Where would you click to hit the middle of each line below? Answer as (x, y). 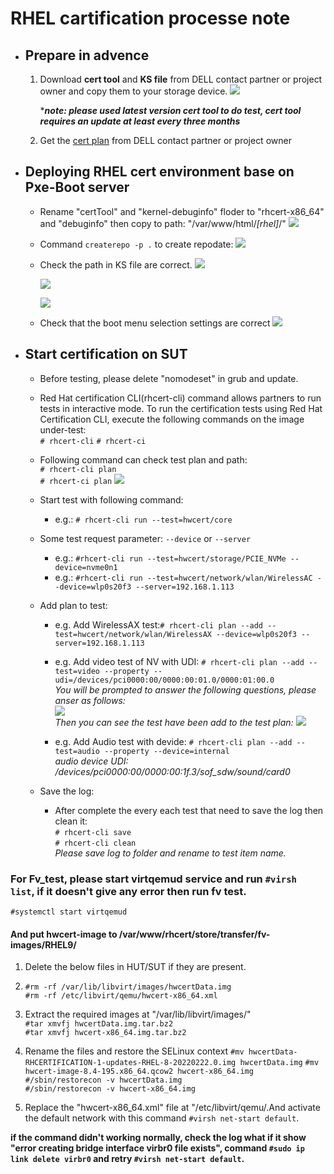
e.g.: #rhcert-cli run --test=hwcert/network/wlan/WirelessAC (183, 577)
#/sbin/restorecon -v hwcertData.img (103, 1080)
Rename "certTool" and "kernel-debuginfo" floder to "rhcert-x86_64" (182, 211)
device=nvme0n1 (86, 567)
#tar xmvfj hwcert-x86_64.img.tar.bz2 (105, 1033)
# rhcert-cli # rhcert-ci (93, 441)
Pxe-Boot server (77, 187)
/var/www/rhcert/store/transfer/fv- (194, 934)
